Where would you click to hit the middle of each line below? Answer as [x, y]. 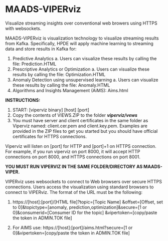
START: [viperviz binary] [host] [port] [51, 110]
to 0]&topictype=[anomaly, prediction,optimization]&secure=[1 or [79, 207]
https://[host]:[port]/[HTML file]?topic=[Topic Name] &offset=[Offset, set [88, 202]
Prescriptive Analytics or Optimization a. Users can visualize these [81, 69]
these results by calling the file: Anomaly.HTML [61, 85]
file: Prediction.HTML [34, 64]
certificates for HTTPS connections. [49, 136]
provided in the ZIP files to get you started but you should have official [85, 131]
